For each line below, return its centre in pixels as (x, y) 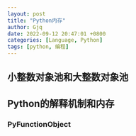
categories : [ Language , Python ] (55, 40)
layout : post (27, 14)
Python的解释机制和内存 (61, 103)
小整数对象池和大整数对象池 (68, 78)
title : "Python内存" (36, 21)
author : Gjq (25, 27)
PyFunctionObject (39, 124)
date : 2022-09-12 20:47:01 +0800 (57, 34)
